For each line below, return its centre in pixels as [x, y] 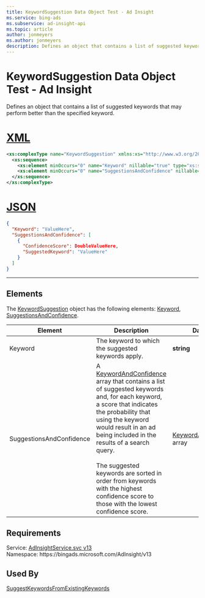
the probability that [123, 412]
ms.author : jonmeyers [34, 40]
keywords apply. [120, 356]
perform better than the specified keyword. [60, 113]
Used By [23, 573]
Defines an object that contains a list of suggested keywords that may [94, 106]
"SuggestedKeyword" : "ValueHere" [65, 252]
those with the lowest [127, 504]
